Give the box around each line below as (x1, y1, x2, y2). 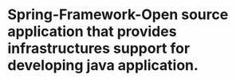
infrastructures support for (7, 40, 191, 57)
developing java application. (7, 57, 199, 75)
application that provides (7, 22, 177, 41)
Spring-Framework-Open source (7, 6, 229, 24)
